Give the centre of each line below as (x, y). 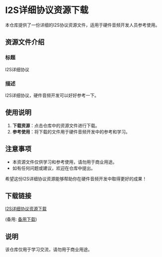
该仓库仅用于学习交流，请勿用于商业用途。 (49, 250)
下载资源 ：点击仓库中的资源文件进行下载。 (56, 126)
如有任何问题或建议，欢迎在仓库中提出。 (54, 168)
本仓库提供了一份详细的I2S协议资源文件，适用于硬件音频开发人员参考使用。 (82, 25)
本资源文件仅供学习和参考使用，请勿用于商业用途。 (65, 162)
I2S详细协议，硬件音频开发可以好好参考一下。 (52, 95)
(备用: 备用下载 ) (21, 219)
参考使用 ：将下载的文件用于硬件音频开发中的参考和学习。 (71, 131)
